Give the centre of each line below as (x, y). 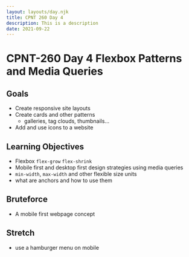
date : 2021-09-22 (28, 29)
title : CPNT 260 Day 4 (35, 18)
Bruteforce (27, 199)
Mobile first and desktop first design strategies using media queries (99, 168)
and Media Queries (55, 72)
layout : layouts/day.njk (37, 12)
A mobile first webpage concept (55, 214)
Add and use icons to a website (54, 128)
